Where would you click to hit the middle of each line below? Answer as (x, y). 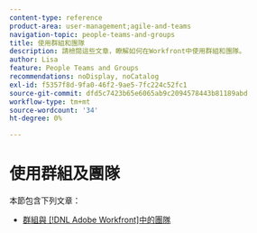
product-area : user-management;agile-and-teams (101, 26)
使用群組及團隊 (65, 174)
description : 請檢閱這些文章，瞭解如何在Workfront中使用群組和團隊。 (128, 51)
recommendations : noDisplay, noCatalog (84, 77)
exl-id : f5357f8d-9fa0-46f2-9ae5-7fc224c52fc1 (98, 85)
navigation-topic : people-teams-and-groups (92, 34)
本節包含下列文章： (45, 200)
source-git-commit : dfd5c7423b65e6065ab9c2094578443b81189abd (128, 93)
